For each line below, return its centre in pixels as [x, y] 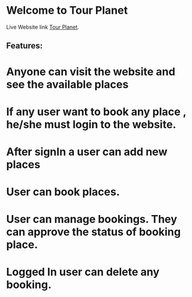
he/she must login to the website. [91, 124]
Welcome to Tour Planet [67, 10]
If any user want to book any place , [96, 112]
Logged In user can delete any [83, 272]
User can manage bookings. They [92, 219]
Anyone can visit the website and [91, 72]
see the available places [67, 84]
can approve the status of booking [94, 232]
